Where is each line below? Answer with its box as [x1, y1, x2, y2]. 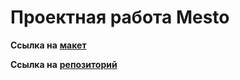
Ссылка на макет [10, 39, 87, 51]
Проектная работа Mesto [10, 6, 230, 29]
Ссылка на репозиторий [10, 58, 118, 70]
